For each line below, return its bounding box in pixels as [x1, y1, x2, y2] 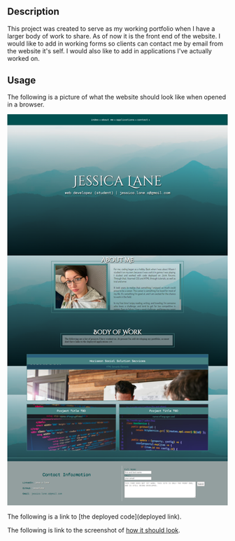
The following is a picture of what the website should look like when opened [7, 93, 227, 102]
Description [7, 6, 59, 18]
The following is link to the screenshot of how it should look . [7, 526, 180, 535]
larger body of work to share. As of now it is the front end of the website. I [7, 32, 221, 40]
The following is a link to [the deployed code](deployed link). [7, 512, 182, 521]
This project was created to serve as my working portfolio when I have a [7, 24, 215, 33]
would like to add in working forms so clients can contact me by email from [7, 39, 224, 48]
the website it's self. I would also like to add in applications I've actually [7, 46, 212, 55]
